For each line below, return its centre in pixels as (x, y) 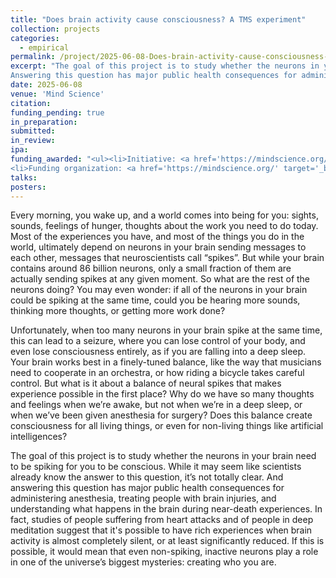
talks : (24, 177)
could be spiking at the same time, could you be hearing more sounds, (155, 300)
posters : (28, 187)
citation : (31, 103)
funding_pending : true (57, 112)
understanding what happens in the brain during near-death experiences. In (166, 509)
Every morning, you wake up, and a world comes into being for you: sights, (164, 215)
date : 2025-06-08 (46, 85)
